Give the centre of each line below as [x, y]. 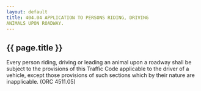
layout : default [27, 12]
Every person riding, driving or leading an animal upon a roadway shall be [99, 62]
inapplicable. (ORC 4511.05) [41, 82]
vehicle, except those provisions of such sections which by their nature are [101, 75]
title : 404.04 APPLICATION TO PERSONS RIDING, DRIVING [78, 18]
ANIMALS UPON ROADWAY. [35, 23]
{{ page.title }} [35, 48]
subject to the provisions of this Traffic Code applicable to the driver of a [98, 69]
